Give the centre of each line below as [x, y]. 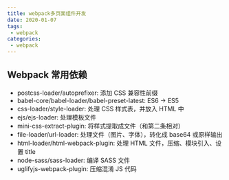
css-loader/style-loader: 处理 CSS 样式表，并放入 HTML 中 [100, 109]
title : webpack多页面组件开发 [47, 13]
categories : [24, 39]
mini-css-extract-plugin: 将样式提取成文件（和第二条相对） [100, 126]
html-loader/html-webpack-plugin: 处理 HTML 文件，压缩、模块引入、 [116, 143]
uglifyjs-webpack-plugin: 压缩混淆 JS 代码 [77, 168]
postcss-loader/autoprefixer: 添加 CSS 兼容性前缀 [87, 93]
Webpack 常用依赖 [47, 75]
